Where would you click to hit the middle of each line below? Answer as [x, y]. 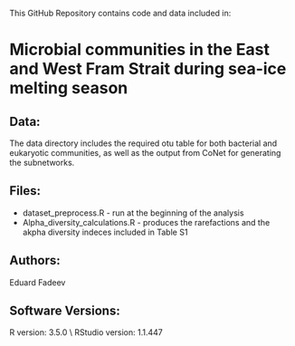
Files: [25, 191]
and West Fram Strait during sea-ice [148, 69]
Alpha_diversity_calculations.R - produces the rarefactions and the [146, 222]
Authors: [35, 260]
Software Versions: [65, 311]
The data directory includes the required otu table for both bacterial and [143, 143]
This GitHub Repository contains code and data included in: [120, 13]
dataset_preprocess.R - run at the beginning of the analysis [133, 213]
